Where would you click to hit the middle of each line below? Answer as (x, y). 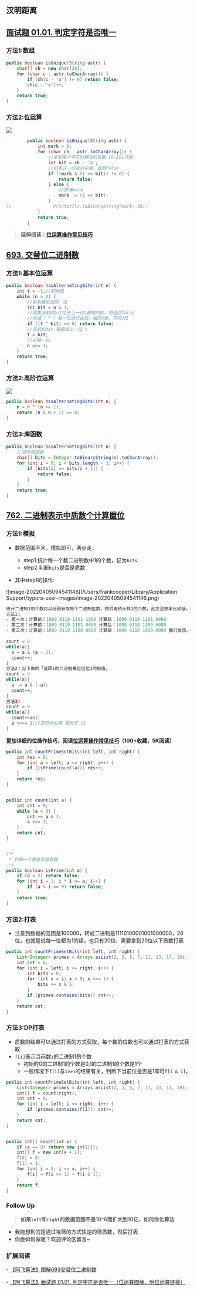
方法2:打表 (21, 919)
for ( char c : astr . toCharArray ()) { (63, 74)
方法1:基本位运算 (30, 273)
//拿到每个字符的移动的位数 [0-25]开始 (90, 157)
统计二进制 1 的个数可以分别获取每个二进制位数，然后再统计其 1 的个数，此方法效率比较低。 (98, 609)
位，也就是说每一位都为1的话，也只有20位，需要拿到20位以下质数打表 (99, 941)
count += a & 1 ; (26, 718)
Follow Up (21, 1206)
